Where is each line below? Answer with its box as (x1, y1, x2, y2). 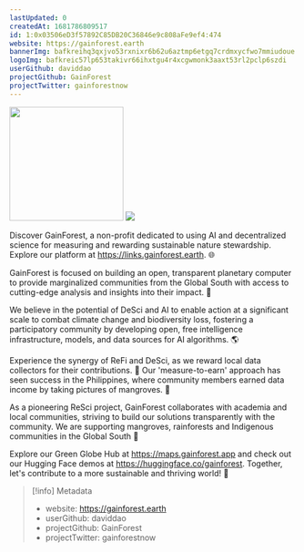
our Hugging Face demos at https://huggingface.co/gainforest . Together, (9, 457, 283, 469)
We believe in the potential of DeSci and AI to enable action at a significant (9, 304, 289, 315)
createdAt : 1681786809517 (9, 22, 107, 31)
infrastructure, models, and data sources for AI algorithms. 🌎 (9, 333, 239, 344)
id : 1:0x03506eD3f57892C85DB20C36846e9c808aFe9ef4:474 (9, 30, 222, 39)
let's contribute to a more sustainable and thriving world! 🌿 (9, 467, 229, 478)
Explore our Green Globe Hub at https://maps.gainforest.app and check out (9, 448, 291, 459)
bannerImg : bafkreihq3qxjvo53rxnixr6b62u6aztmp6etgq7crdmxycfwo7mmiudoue (9, 47, 296, 56)
